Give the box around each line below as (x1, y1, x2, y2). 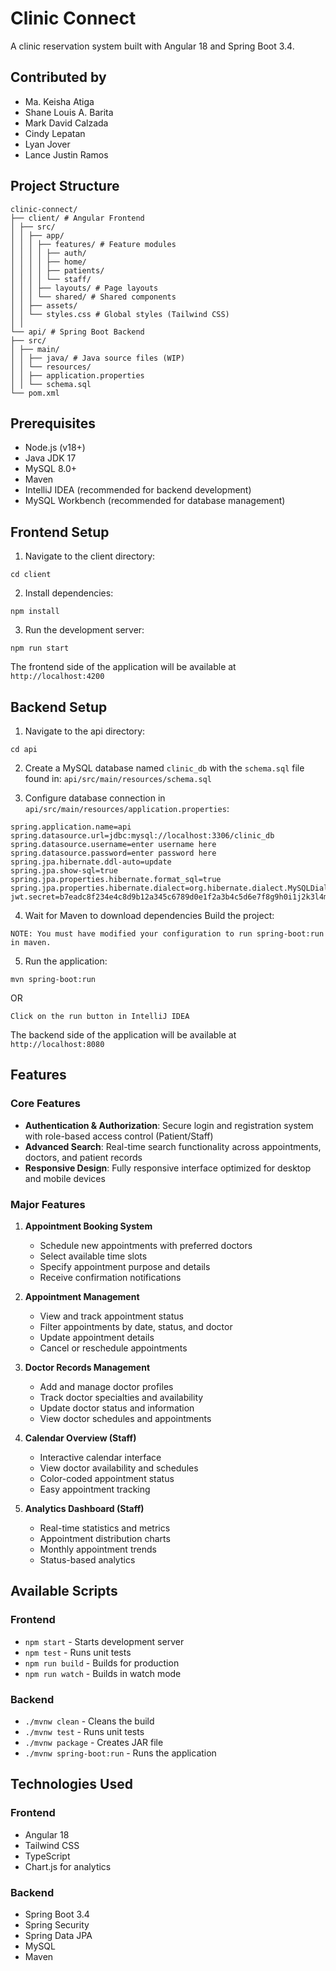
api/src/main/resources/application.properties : (24, 803, 230, 814)
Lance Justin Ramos (24, 148, 109, 161)
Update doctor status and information (39, 1402, 195, 1414)
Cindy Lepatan (24, 127, 86, 139)
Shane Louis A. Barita (24, 106, 114, 118)
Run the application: (24, 955, 108, 967)
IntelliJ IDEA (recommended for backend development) (24, 484, 252, 496)
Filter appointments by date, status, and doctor (39, 1320, 233, 1332)
